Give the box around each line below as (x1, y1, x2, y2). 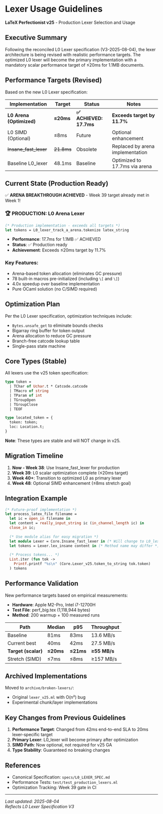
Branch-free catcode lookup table (12, 338, 80, 344)
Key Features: (5, 259, 39, 266)
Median (47, 623, 65, 630)
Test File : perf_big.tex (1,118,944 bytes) (12, 607, 91, 613)
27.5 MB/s (91, 639, 115, 646)
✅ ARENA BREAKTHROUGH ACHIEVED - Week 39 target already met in (5, 192, 149, 198)
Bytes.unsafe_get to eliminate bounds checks (12, 322, 103, 328)
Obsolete (76, 146, 97, 153)
